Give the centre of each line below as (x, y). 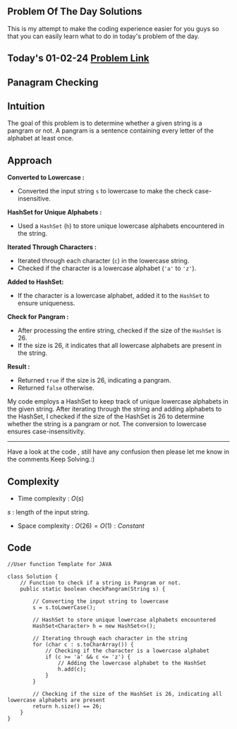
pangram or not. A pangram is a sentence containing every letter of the (110, 131)
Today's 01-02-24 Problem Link (78, 58)
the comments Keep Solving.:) (51, 459)
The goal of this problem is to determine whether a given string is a (105, 123)
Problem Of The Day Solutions (75, 12)
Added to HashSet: (36, 282)
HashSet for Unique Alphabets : (55, 212)
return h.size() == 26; (67, 706)
